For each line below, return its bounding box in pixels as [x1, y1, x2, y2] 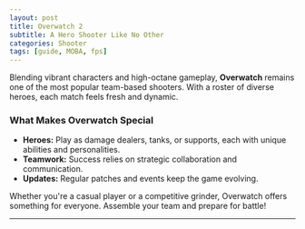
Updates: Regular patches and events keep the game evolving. [22, 174, 259, 184]
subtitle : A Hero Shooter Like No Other [9, 30, 165, 39]
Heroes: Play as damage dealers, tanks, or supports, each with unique [22, 134, 287, 145]
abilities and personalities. [22, 144, 121, 155]
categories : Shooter [9, 38, 88, 48]
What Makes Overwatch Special [9, 114, 154, 127]
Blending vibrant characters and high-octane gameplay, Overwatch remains [9, 72, 295, 83]
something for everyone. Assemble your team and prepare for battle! [9, 201, 267, 212]
